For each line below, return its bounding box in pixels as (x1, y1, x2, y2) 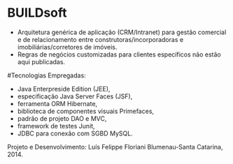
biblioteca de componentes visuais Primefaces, (17, 107, 155, 115)
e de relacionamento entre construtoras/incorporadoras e (17, 35, 184, 43)
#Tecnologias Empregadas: (7, 71, 86, 80)
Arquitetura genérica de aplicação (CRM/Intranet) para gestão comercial (17, 28, 227, 36)
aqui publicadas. (17, 57, 65, 66)
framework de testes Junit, (17, 121, 96, 130)
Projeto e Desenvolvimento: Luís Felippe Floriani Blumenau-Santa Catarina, (7, 142, 223, 151)
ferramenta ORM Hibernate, (17, 99, 98, 107)
